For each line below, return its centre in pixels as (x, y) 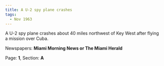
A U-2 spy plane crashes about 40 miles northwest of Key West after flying (82, 33)
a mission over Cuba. (27, 38)
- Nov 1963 (21, 19)
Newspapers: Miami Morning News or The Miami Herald (64, 48)
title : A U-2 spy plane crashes (39, 10)
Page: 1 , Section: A (24, 58)
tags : (11, 14)
